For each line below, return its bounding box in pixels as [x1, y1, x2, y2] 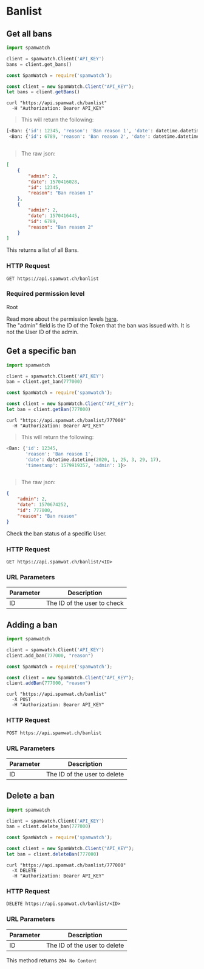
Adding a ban [6, 620, 58, 630]
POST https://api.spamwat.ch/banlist [6, 730, 102, 736]
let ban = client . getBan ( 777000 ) [6, 407, 91, 413]
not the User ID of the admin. [6, 328, 79, 335]
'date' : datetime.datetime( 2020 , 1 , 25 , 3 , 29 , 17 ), [25, 456, 162, 463]
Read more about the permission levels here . [6, 315, 118, 323]
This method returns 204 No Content [6, 956, 97, 964]
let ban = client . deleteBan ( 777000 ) [6, 851, 99, 857]
